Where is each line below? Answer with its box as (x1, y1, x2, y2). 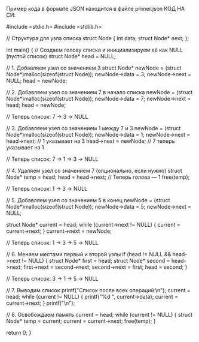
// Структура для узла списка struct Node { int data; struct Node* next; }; (6, 35, 189, 41)
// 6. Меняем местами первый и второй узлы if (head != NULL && (6, 251, 172, 257)
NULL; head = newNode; (6, 77, 68, 84)
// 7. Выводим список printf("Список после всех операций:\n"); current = (6, 287, 191, 293)
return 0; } (6, 329, 32, 336)
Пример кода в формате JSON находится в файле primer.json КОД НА (6, 5, 185, 12)
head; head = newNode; (6, 101, 66, 109)
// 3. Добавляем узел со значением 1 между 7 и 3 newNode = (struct (6, 125, 181, 131)
